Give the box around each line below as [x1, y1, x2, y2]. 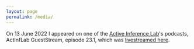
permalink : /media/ [6, 14, 54, 20]
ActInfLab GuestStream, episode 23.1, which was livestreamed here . [6, 36, 170, 43]
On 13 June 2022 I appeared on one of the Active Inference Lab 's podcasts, [6, 30, 189, 37]
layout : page [6, 8, 38, 15]
